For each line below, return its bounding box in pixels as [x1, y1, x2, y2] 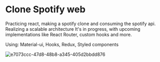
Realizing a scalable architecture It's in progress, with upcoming [5, 26, 141, 32]
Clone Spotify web [5, 4, 86, 15]
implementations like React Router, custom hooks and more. [5, 31, 132, 37]
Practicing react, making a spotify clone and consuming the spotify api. [5, 20, 156, 27]
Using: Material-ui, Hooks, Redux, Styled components [5, 41, 119, 47]
